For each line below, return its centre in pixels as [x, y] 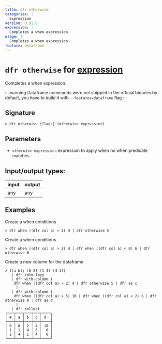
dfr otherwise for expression [64, 70]
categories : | [19, 14]
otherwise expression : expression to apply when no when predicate [80, 150]
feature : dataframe [25, 46]
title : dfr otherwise [27, 9]
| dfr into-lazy [28, 275]
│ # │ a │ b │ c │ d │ [29, 317]
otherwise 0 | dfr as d [29, 300]
